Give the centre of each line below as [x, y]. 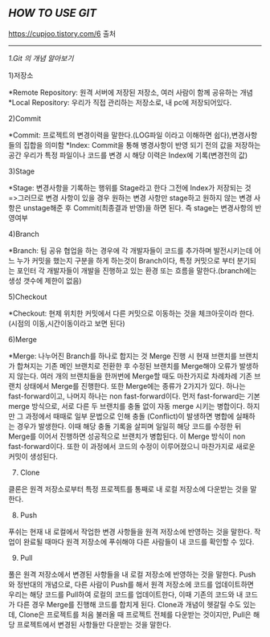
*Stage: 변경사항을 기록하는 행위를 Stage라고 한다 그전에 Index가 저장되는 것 [130, 187]
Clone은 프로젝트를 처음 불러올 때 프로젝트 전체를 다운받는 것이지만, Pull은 [135, 615]
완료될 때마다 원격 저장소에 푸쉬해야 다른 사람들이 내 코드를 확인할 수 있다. [139, 541]
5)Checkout [28, 296]
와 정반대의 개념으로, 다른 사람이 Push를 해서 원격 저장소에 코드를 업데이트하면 [131, 584]
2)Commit [25, 118]
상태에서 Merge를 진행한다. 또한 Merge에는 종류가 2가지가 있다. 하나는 [135, 386]
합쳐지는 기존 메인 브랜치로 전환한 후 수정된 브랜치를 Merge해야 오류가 [127, 365]
